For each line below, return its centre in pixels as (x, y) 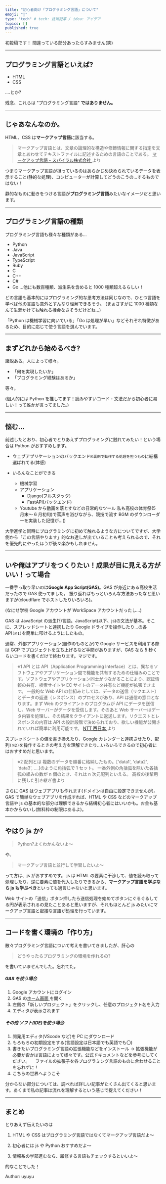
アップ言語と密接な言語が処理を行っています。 (61, 910)
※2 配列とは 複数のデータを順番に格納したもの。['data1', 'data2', (83, 762)
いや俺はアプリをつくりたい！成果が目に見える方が (83, 565)
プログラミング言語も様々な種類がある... (46, 234)
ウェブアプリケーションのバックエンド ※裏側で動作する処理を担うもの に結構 (85, 456)
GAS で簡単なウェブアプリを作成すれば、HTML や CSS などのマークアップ (81, 797)
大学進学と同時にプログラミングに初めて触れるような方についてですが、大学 (83, 531)
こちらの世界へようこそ (36, 1073)
